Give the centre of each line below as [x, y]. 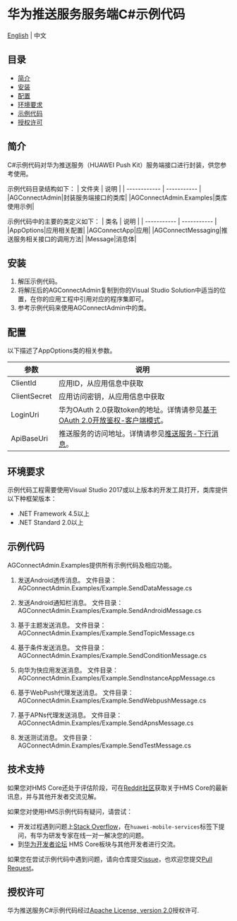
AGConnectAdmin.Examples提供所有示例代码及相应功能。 [92, 565]
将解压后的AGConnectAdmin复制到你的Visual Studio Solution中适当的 [119, 291]
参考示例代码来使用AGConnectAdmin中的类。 [84, 308]
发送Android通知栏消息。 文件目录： [70, 602]
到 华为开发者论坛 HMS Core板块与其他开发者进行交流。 [98, 844]
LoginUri [25, 415]
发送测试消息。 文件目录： [55, 737]
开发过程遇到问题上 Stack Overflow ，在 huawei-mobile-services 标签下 [118, 827]
